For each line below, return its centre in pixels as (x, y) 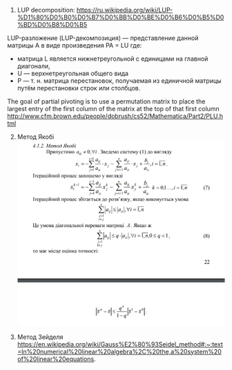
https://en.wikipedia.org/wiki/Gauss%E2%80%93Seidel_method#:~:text (120, 344)
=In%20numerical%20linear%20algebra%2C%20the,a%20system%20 (119, 351)
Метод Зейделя (40, 337)
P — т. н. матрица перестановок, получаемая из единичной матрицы (119, 81)
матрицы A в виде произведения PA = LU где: (75, 45)
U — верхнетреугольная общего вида (73, 73)
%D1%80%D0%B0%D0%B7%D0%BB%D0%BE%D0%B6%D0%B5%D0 (120, 17)
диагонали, (33, 66)
